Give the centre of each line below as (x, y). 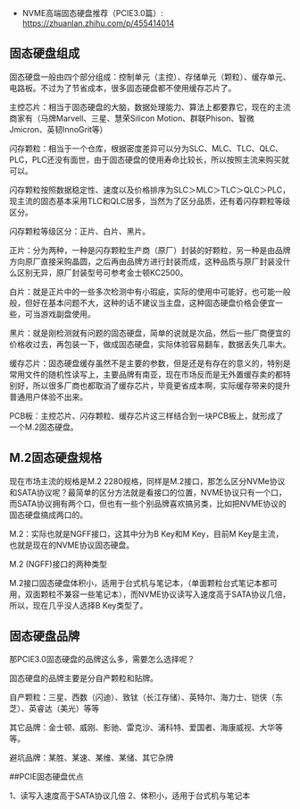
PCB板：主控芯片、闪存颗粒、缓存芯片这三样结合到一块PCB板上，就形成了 (146, 415)
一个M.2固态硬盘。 (44, 427)
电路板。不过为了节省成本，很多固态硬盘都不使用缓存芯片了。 (123, 88)
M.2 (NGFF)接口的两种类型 (58, 564)
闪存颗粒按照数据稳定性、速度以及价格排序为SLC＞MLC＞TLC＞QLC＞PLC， (150, 190)
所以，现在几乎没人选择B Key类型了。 (79, 605)
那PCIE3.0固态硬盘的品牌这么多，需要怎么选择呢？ (102, 660)
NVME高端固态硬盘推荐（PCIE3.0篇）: (92, 13)
